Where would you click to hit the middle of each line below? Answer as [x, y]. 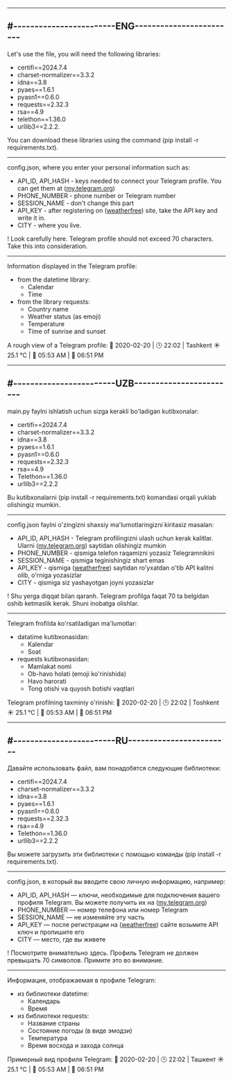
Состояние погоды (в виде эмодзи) [80, 1031]
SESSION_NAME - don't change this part [75, 203]
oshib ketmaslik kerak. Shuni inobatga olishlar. [73, 603]
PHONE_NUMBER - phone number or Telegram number [96, 195]
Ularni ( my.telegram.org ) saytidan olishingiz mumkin [92, 545]
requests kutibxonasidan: [53, 659]
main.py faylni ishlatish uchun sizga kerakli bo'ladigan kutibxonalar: [103, 411]
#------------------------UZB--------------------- [115, 384]
